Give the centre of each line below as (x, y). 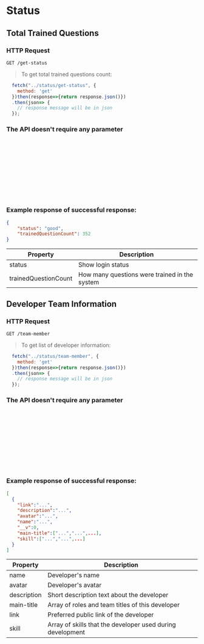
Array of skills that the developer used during (112, 625)
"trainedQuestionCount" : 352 (54, 234)
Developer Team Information (62, 304)
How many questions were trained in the (135, 275)
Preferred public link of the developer (101, 615)
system (89, 282)
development (66, 632)
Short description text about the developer (108, 595)
